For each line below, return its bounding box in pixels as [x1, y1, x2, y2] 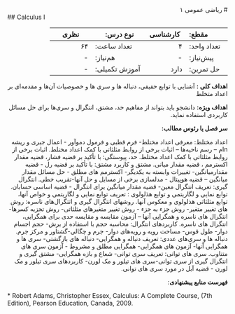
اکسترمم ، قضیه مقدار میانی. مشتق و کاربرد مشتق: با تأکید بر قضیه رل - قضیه [25, 160, 228, 168]
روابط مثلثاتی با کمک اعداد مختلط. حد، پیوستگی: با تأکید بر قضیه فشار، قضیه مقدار [14, 153, 228, 161]
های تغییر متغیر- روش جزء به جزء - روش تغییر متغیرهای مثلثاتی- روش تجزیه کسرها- [8, 205, 228, 213]
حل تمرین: [189, 64, 220, 74]
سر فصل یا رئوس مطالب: [161, 124, 228, 132]
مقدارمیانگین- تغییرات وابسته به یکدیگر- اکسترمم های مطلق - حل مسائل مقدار [22, 168, 228, 176]
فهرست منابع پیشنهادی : [167, 278, 228, 286]
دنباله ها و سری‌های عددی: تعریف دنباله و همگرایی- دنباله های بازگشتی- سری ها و [16, 235, 228, 243]
